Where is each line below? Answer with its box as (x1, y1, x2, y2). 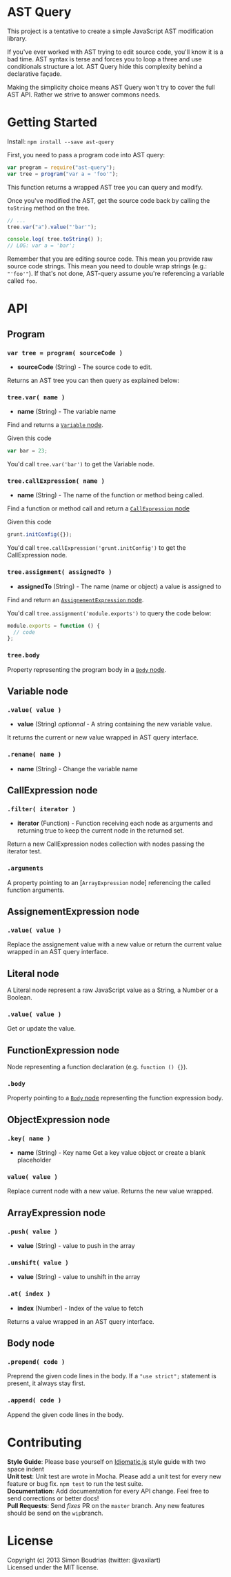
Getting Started (7, 115, 98, 130)
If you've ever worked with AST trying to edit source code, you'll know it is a (7, 48, 224, 56)
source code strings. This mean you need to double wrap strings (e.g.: (7, 262, 208, 270)
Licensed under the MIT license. (7, 1563, 99, 1571)
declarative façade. (7, 70, 62, 78)
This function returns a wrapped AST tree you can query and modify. (7, 183, 203, 191)
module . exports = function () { (7, 622, 100, 629)
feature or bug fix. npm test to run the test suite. (7, 1479, 143, 1487)
